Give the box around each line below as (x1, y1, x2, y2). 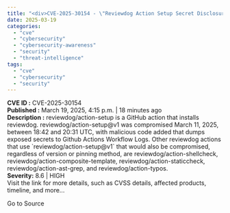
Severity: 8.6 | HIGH (7, 172, 65, 180)
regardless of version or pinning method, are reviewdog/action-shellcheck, (7, 150, 218, 158)
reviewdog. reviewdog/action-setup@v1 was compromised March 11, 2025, (7, 121, 219, 129)
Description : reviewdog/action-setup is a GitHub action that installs (7, 114, 200, 122)
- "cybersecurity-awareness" (13, 42, 97, 49)
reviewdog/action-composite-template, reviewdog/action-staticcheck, (7, 157, 205, 165)
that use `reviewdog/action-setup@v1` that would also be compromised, (7, 142, 211, 151)
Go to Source (7, 199, 44, 208)
